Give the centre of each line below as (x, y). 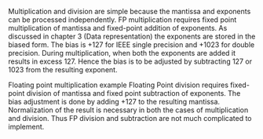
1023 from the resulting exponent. (63, 69)
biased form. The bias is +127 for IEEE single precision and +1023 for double (131, 45)
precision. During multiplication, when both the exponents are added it (122, 53)
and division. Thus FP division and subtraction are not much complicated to (130, 118)
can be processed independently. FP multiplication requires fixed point (122, 20)
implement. (26, 126)
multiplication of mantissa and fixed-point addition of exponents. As (118, 28)
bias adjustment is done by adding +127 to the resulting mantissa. (114, 102)
